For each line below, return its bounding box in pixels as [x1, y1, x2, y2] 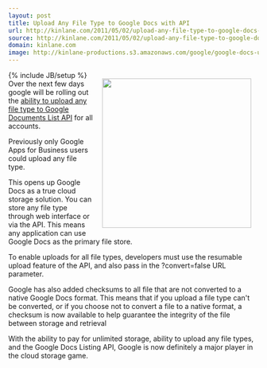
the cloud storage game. [8, 351, 89, 360]
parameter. [8, 269, 44, 279]
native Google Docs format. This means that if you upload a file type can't [8, 293, 250, 303]
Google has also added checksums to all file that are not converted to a [8, 284, 242, 294]
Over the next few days [8, 79, 85, 88]
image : [8, 49, 30, 57]
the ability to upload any [8, 96, 87, 105]
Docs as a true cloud [8, 186, 76, 195]
